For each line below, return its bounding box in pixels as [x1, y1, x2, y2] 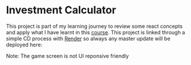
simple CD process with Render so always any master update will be [6, 35, 171, 42]
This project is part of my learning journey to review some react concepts [6, 23, 183, 30]
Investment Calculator [6, 3, 117, 17]
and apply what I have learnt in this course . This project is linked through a [6, 28, 185, 35]
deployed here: [6, 41, 43, 48]
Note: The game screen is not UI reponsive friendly [6, 52, 129, 59]
